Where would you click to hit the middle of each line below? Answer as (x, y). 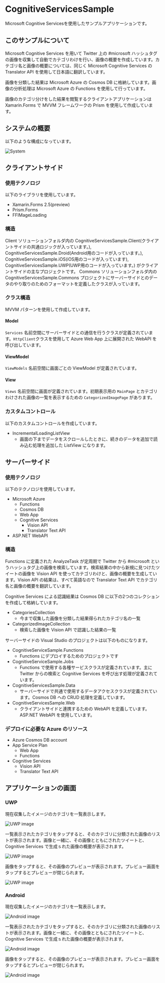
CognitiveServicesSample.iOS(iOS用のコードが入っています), (67, 259)
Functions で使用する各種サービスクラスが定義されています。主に (86, 667)
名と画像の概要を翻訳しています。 (39, 586)
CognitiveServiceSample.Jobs (43, 661)
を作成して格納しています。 (33, 602)
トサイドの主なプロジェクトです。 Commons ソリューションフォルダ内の (83, 271)
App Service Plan (30, 745)
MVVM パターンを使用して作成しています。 (49, 309)
